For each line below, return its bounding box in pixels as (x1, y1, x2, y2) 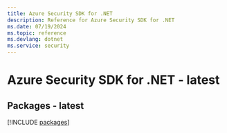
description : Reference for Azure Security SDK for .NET (7, 17, 175, 24)
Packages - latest (7, 100, 84, 112)
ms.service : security (7, 42, 70, 49)
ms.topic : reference (7, 29, 67, 37)
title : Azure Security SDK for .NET (7, 10, 113, 17)
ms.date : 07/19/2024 (7, 23, 67, 30)
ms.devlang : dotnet (7, 36, 64, 43)
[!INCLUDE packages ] (7, 118, 70, 126)
